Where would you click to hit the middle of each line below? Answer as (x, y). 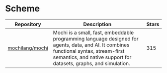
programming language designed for (96, 38)
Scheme (23, 9)
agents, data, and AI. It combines (91, 45)
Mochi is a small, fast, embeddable (93, 33)
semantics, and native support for (92, 57)
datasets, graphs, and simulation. (91, 63)
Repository (28, 24)
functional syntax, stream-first (89, 51)
